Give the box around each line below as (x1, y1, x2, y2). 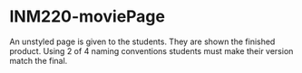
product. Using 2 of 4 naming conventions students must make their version (9, 45, 294, 56)
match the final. (9, 55, 68, 66)
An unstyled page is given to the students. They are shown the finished (9, 36, 276, 47)
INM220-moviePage (9, 6, 166, 27)
